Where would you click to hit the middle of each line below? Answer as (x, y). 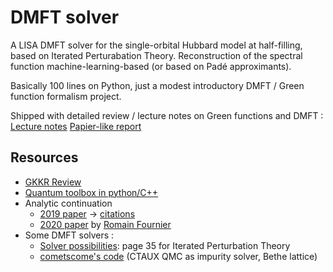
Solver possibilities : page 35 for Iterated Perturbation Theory (165, 245)
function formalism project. (66, 96)
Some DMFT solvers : (69, 235)
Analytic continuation (68, 203)
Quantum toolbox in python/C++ (91, 192)
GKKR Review (53, 182)
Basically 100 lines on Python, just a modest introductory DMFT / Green (157, 85)
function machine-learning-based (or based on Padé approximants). (151, 66)
